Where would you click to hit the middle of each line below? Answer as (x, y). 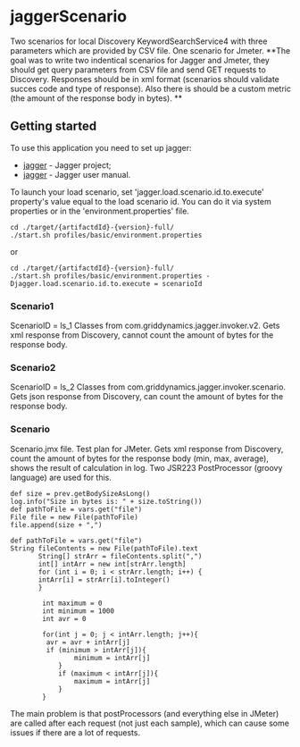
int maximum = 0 (72, 603)
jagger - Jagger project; (67, 165)
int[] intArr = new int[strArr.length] (112, 564)
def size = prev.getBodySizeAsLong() (80, 493)
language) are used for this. (61, 477)
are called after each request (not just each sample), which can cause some (150, 723)
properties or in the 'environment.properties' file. (100, 211)
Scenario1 (32, 306)
